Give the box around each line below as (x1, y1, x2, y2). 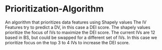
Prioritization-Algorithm (5, 3, 104, 14)
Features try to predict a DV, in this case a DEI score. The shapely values (5, 24, 151, 30)
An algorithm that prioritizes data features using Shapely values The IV (5, 19, 147, 25)
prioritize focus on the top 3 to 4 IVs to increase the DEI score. (5, 39, 130, 45)
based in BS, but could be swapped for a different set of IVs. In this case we (5, 35, 157, 40)
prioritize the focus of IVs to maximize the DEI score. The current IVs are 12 (5, 29, 156, 35)
